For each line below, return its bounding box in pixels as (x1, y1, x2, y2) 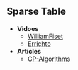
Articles (16, 47, 42, 55)
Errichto (27, 39, 51, 48)
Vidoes (16, 24, 39, 33)
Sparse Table (6, 6, 67, 18)
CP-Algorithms (27, 54, 71, 63)
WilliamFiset (27, 32, 63, 40)
